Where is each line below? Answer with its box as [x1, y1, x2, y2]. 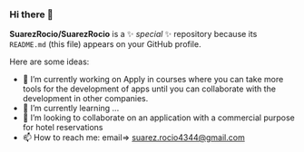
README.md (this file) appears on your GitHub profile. [9, 39, 201, 50]
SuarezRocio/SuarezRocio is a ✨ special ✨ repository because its [9, 29, 258, 40]
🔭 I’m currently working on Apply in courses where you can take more [22, 74, 284, 85]
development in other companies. [22, 93, 149, 104]
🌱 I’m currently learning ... [22, 103, 120, 114]
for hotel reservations [22, 122, 103, 133]
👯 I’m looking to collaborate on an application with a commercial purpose [22, 112, 295, 123]
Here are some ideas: [9, 56, 90, 67]
